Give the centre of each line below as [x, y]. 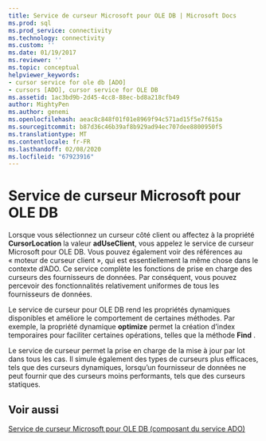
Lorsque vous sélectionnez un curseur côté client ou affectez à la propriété [131, 235]
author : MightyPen [39, 104]
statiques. [25, 384]
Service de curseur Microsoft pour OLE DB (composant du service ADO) [127, 429]
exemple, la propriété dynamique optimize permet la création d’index [122, 327]
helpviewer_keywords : [44, 75]
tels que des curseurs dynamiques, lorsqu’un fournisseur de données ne [127, 368]
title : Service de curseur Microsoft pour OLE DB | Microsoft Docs [123, 16]
